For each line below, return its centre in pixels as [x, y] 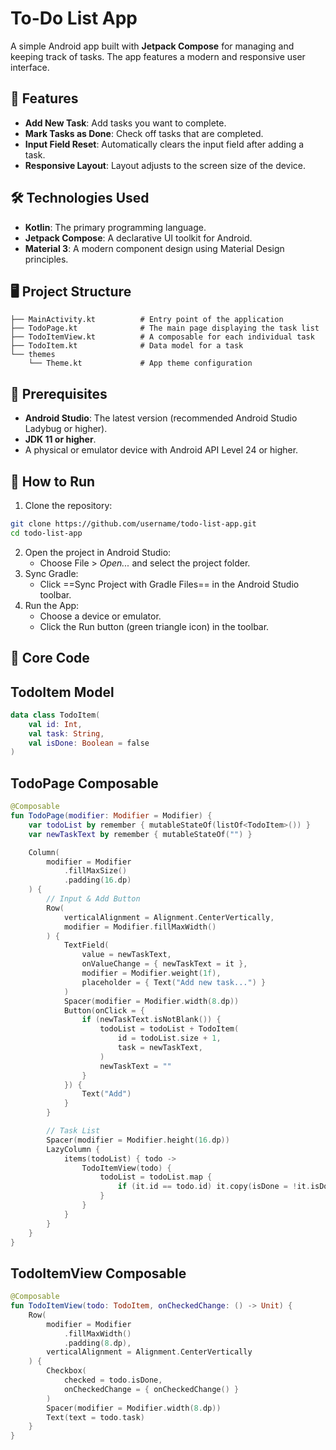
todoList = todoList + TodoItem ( [169, 1029]
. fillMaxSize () [95, 871]
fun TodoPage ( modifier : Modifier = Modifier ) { [111, 816]
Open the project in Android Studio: [98, 552]
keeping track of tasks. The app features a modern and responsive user [158, 56]
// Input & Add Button [93, 899]
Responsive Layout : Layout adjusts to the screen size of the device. [165, 165]
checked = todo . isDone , [113, 1380]
